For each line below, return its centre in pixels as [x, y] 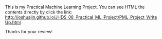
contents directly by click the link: [39, 12]
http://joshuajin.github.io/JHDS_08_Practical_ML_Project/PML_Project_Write [81, 17]
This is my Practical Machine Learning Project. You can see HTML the [75, 7]
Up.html [13, 22]
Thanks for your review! [29, 32]
